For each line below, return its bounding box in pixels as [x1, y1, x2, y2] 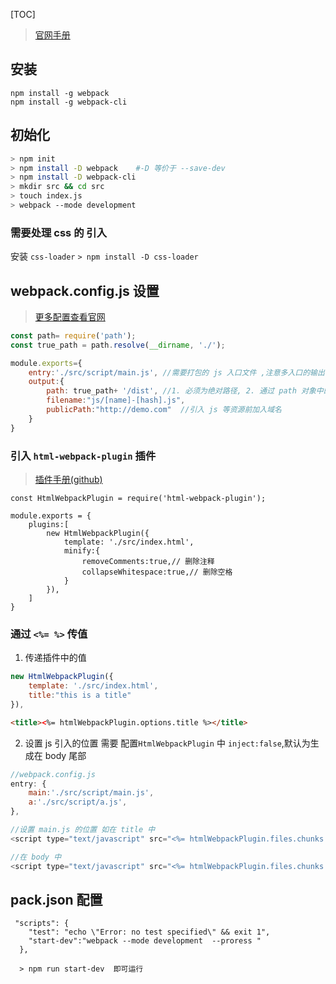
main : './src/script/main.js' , [28, 788, 155, 798]
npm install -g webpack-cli [10, 97, 128, 107]
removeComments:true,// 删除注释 [81, 557, 215, 567]
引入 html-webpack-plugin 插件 [10, 449, 157, 463]
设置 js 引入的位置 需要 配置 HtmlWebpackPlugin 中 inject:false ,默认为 [24, 737, 311, 749]
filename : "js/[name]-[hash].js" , [46, 395, 186, 406]
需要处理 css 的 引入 [10, 225, 108, 239]
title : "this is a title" [28, 690, 132, 701]
